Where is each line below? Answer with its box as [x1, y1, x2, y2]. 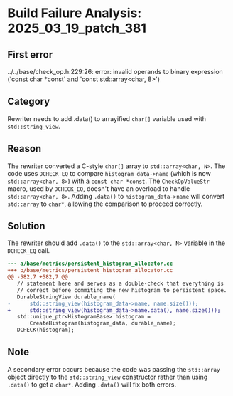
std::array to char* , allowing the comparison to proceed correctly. [7, 199, 203, 208]
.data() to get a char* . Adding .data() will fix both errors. [7, 380, 176, 389]
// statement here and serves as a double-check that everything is [16, 280, 224, 288]
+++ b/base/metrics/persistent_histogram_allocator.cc [7, 267, 173, 274]
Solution [7, 220, 45, 232]
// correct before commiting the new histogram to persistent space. [16, 286, 227, 293]
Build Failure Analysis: [7, 5, 142, 21]
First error [7, 48, 53, 61]
